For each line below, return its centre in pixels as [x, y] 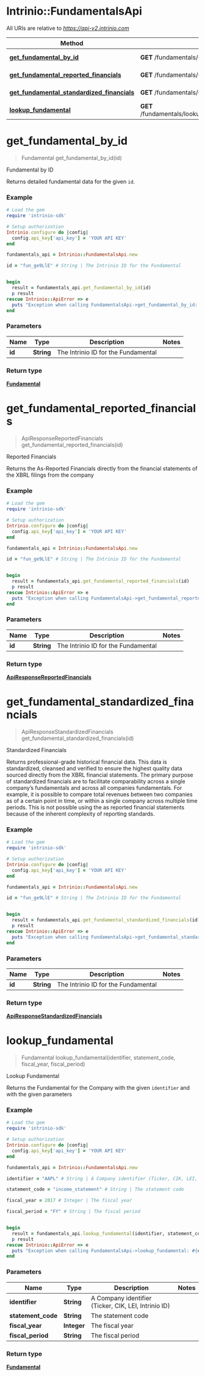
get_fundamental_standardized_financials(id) [77, 738]
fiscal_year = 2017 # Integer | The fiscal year [69, 1201]
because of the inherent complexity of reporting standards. [81, 814]
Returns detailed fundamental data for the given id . [71, 181]
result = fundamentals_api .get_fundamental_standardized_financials [101, 920]
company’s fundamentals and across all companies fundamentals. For [94, 788]
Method [72, 43]
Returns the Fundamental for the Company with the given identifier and [98, 1088]
